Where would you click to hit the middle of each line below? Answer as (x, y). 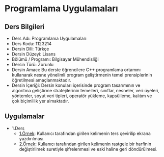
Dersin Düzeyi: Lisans (34, 54)
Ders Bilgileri (25, 27)
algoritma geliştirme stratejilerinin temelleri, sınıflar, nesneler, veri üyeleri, (85, 91)
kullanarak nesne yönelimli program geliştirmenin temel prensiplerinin (82, 75)
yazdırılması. (32, 138)
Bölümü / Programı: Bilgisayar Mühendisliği (55, 59)
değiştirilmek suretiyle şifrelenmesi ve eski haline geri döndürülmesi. (88, 149)
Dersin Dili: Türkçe (30, 49)
